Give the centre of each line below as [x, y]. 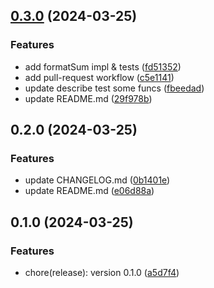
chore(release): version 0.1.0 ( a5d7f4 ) [102, 273]
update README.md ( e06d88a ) [89, 191]
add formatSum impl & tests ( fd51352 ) [103, 66]
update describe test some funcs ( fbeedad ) [114, 88]
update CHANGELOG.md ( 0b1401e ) [97, 180]
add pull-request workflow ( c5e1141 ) [99, 77]
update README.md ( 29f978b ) [88, 98]
